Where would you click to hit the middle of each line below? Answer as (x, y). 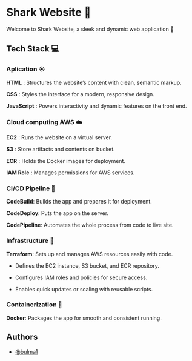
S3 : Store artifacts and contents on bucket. (61, 149)
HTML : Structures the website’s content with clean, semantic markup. (94, 82)
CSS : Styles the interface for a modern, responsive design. (80, 94)
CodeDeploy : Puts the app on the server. (58, 213)
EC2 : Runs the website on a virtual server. (59, 137)
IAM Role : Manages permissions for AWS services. (71, 173)
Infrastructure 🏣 (30, 240)
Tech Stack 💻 (33, 49)
